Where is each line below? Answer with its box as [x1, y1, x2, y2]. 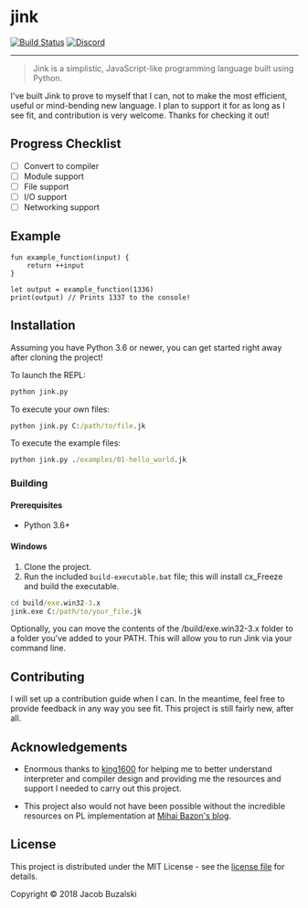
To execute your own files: [10, 404, 111, 415]
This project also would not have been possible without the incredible [23, 801, 286, 812]
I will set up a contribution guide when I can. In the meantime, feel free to [10, 693, 286, 704]
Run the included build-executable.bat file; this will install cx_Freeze [23, 571, 283, 582]
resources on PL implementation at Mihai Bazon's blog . [23, 810, 232, 821]
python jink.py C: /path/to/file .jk [10, 421, 146, 430]
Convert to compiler [23, 160, 100, 171]
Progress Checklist [10, 136, 122, 152]
